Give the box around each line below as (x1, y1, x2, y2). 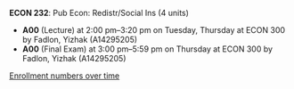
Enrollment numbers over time (9, 70, 120, 81)
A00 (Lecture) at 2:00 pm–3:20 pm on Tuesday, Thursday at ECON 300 (21, 25, 286, 35)
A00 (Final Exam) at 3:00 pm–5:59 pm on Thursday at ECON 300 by (21, 44, 274, 54)
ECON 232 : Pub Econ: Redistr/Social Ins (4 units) (9, 8, 190, 18)
